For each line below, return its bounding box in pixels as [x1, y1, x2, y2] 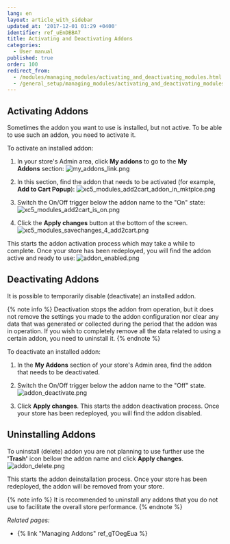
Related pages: [7, 516, 50, 524]
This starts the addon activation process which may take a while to [7, 239, 196, 248]
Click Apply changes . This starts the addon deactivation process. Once [16, 402, 220, 410]
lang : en [7, 10, 32, 17]
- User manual [13, 49, 53, 55]
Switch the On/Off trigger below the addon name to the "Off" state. [16, 381, 207, 389]
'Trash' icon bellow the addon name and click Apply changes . [7, 454, 183, 463]
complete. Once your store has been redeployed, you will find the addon [7, 247, 211, 255]
